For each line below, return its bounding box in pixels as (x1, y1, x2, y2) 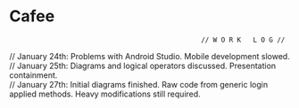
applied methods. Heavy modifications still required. (9, 89, 201, 99)
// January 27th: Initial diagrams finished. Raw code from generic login (9, 79, 269, 89)
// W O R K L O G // (200, 35, 286, 44)
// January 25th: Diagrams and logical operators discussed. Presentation (9, 60, 277, 71)
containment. (9, 69, 58, 81)
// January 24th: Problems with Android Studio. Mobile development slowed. (9, 50, 290, 61)
